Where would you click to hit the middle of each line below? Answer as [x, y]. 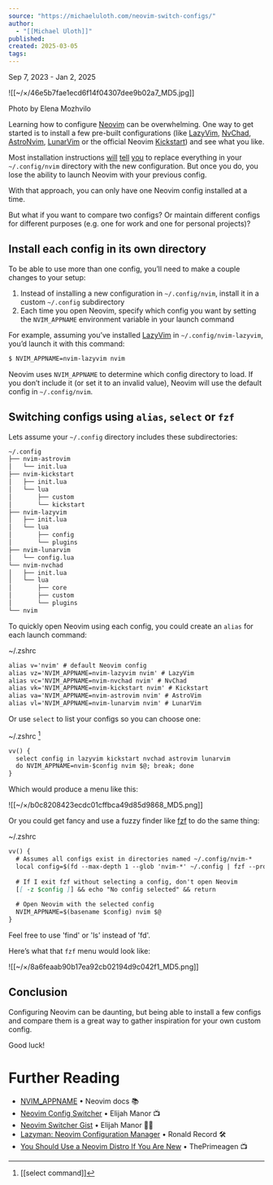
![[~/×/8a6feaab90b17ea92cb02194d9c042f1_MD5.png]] [104, 967]
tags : [17, 54]
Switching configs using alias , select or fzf [121, 417]
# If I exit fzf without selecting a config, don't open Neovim [127, 882]
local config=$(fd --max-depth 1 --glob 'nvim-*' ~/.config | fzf [130, 867]
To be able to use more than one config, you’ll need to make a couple [124, 269]
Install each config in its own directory [108, 249]
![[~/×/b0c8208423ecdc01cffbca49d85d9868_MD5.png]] [106, 805]
